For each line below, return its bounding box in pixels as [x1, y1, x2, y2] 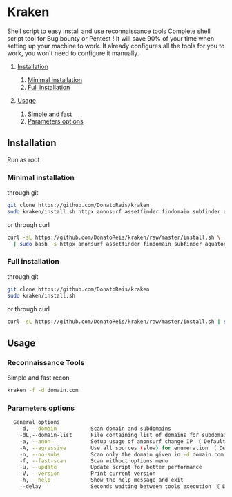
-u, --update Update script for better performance [19, 464, 202, 471]
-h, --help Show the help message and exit [19, 477, 184, 484]
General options [13, 419, 60, 426]
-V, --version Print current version [19, 470, 156, 477]
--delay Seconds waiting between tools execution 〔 [19, 483, 220, 490]
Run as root [7, 155, 40, 164]
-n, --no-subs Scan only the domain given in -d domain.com [19, 451, 224, 458]
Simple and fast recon [7, 373, 70, 382]
